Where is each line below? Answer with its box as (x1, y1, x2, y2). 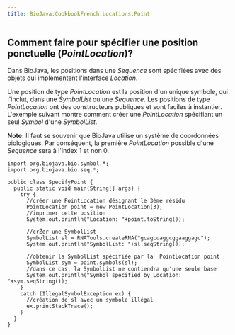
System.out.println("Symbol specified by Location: (25, 272, 182, 279)
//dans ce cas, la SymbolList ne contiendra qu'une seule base (25, 266, 217, 273)
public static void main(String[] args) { (13, 185, 141, 192)
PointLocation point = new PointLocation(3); (25, 203, 163, 211)
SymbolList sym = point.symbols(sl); (25, 259, 138, 266)
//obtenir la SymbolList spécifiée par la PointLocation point (25, 253, 220, 261)
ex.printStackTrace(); (25, 302, 93, 310)
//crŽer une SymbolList (25, 228, 97, 236)
